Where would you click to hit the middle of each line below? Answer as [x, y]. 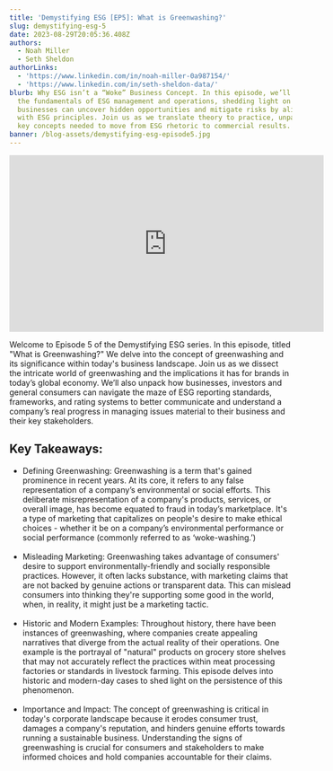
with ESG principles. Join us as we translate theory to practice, [146, 118]
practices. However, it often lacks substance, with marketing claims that [155, 575]
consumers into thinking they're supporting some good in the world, [148, 594]
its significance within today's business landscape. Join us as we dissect [144, 364]
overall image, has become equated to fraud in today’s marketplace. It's [154, 509]
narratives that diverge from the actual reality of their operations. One [151, 642]
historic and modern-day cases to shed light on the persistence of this [152, 680]
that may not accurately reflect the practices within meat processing [149, 661]
